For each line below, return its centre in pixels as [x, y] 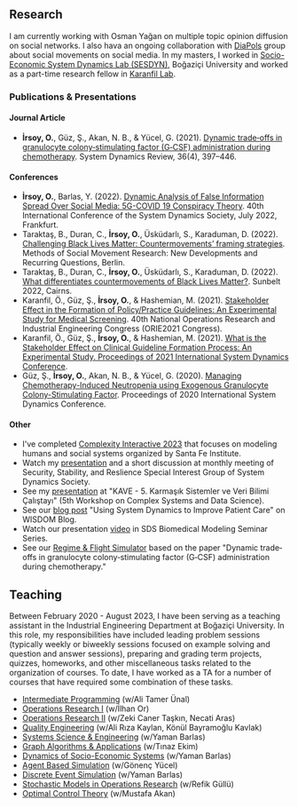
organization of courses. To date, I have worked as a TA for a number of [141, 673]
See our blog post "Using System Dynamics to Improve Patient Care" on [153, 510]
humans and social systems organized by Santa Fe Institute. [132, 454]
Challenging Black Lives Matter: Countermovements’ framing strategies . [153, 244]
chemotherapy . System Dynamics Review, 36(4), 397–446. [129, 156]
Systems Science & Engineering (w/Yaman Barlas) [114, 737]
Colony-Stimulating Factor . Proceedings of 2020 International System [149, 395]
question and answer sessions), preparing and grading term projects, [136, 654]
